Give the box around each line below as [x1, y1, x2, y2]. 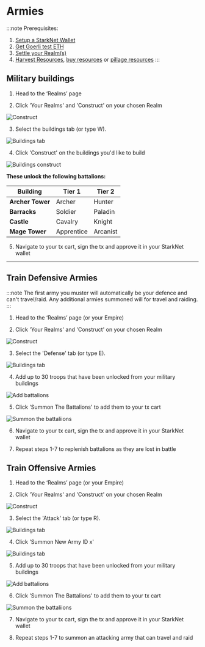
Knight [93, 217, 113, 225]
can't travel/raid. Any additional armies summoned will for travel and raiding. [6, 295, 198, 303]
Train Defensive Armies [6, 273, 98, 283]
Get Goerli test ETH [15, 43, 64, 50]
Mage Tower [9, 227, 47, 236]
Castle [9, 217, 29, 225]
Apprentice [56, 227, 88, 236]
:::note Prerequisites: [6, 24, 59, 32]
